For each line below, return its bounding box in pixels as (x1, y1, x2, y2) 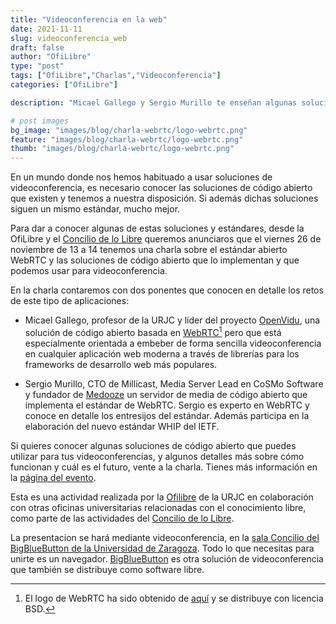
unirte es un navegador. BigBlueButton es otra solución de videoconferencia (10, 552, 324, 565)
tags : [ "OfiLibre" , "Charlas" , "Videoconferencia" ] (10, 71, 222, 81)
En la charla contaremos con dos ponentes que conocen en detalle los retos (10, 284, 324, 296)
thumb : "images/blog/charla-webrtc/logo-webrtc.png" (10, 144, 235, 154)
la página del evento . (10, 471, 97, 483)
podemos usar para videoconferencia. (10, 265, 168, 277)
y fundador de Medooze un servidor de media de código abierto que (24, 388, 308, 400)
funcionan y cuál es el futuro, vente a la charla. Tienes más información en (10, 461, 318, 473)
